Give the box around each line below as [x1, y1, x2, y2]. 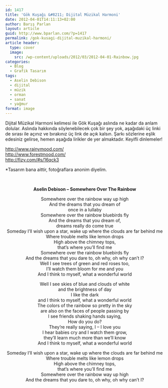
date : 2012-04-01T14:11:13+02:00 [5, 17, 76, 22]
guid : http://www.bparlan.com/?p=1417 [5, 31, 87, 36]
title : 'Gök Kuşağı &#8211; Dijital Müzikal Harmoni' [5, 12, 121, 17]
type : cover [10, 45, 35, 50]
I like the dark [70, 292, 99, 297]
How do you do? [68, 319, 102, 324]
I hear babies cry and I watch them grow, [42, 329, 128, 335]
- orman [10, 92, 26, 97]
